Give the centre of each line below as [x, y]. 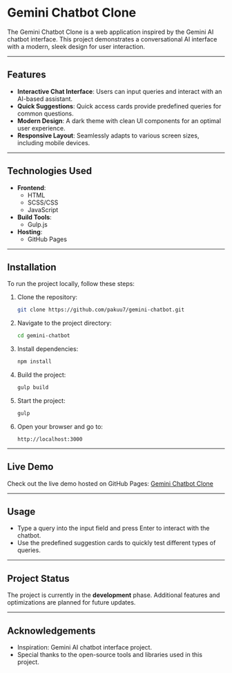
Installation [32, 267]
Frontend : [31, 187]
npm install [34, 362]
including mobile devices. [54, 142]
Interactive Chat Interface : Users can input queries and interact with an [119, 91]
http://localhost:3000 [50, 439]
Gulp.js [38, 224]
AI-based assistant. [45, 99]
